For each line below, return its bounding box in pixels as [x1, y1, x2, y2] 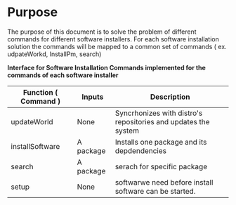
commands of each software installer [7, 71, 119, 79]
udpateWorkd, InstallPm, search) [7, 50, 102, 58]
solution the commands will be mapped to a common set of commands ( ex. [7, 42, 227, 51]
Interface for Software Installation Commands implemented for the [7, 63, 206, 72]
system [114, 126, 139, 135]
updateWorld [11, 117, 54, 126]
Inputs [81, 92, 104, 102]
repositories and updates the [114, 117, 210, 126]
